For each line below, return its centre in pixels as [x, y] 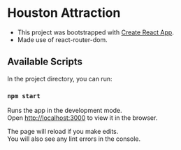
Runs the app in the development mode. [65, 111]
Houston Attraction [64, 13]
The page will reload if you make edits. [63, 132]
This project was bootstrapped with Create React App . [96, 32]
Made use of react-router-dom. [62, 39]
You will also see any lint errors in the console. [74, 139]
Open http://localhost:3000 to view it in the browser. [82, 118]
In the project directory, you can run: [60, 79]
